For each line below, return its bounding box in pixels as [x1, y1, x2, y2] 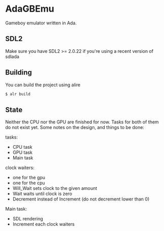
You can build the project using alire [5, 82, 81, 88]
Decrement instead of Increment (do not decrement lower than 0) [12, 196, 150, 202]
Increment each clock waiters [12, 221, 75, 227]
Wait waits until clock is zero [12, 191, 73, 197]
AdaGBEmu [5, 3, 54, 15]
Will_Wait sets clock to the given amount [12, 185, 97, 191]
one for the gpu [12, 175, 46, 181]
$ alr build [5, 91, 30, 96]
